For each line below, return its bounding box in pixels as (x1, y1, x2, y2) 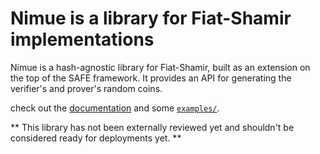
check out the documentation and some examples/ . (10, 102, 220, 114)
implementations (10, 28, 155, 51)
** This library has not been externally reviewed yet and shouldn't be (10, 121, 295, 133)
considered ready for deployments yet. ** (10, 132, 182, 144)
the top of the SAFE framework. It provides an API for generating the (10, 72, 292, 84)
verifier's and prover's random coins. (10, 82, 163, 94)
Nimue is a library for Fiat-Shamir (10, 7, 292, 30)
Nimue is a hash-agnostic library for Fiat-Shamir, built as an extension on (10, 61, 311, 73)
